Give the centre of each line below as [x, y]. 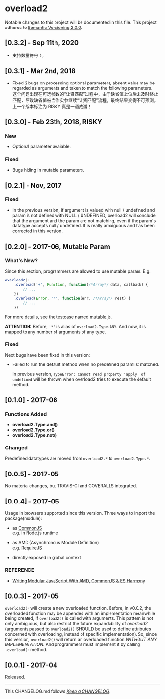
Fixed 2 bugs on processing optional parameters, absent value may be [83, 83]
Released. [15, 677]
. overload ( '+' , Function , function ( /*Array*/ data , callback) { [81, 285]
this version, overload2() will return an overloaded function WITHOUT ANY [81, 640]
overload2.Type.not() [35, 435]
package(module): [24, 518]
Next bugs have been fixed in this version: [48, 355]
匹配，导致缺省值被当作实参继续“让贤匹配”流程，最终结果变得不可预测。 [85, 100]
